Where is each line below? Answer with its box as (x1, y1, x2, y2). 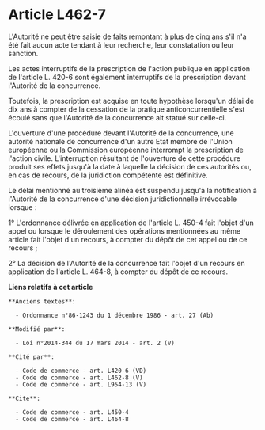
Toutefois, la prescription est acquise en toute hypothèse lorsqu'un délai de (8, 96, 255, 105)
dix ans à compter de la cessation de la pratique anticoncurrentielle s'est (8, 105, 245, 114)
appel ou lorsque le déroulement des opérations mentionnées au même (8, 226, 241, 235)
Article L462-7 (8, 6, 107, 24)
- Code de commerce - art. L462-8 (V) (15, 374, 144, 382)
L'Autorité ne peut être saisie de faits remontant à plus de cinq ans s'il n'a (8, 32, 247, 41)
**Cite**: (8, 394, 41, 402)
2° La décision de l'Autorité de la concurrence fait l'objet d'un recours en (8, 258, 245, 268)
